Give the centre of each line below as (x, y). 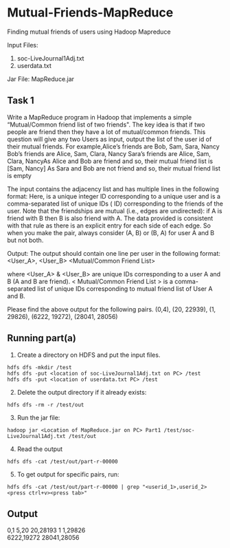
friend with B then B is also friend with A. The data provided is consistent (110, 218)
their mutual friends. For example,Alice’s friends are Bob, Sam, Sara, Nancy (113, 146)
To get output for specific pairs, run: (68, 474)
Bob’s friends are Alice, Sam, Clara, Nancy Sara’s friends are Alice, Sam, (109, 153)
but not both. (25, 240)
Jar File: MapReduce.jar (41, 79)
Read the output (40, 449)
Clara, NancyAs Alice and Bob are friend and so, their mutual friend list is (110, 161)
